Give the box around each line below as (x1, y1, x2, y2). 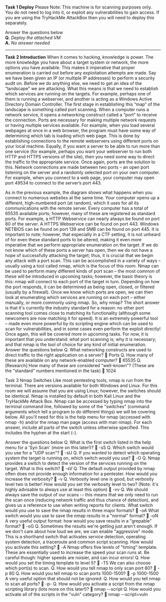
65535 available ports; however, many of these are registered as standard (5, 211, 156, 216)
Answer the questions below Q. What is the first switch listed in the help (5, 439, 151, 445)
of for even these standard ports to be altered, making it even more (5, 237, 142, 242)
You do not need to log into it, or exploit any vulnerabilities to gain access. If (5, 9, 160, 15)
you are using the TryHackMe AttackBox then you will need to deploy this (5, 15, 155, 20)
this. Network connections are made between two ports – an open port (5, 164, 149, 170)
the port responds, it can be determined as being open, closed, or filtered (5, 284, 155, 290)
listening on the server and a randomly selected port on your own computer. (5, 170, 160, 175)
